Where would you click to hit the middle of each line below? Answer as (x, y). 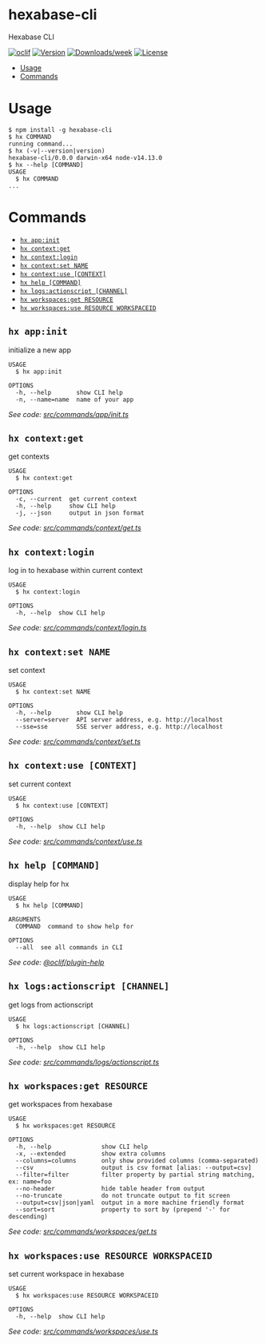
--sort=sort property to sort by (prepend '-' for (123, 1210)
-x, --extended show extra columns (91, 1154)
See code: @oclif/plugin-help (56, 962)
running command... (41, 144)
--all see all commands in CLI (69, 947)
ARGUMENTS (25, 919)
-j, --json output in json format (80, 513)
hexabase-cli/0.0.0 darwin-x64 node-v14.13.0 (85, 157)
